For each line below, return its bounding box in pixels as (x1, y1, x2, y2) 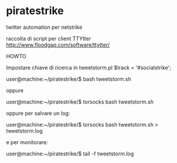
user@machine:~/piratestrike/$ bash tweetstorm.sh (6, 75, 131, 82)
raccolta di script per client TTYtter (6, 35, 91, 42)
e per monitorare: (6, 138, 48, 145)
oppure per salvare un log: (6, 109, 71, 117)
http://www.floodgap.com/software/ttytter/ (6, 41, 110, 48)
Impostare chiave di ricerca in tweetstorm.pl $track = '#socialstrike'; (6, 64, 172, 71)
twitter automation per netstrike (6, 24, 82, 31)
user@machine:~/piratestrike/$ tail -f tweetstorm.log (6, 150, 134, 157)
